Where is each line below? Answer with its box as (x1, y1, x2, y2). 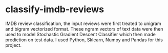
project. (5, 42, 22, 48)
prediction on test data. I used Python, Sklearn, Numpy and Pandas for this (5, 37, 163, 43)
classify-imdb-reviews (5, 4, 104, 15)
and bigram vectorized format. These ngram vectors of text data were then (5, 25, 163, 32)
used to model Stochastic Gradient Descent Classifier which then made (5, 31, 156, 37)
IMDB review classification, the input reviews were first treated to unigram (5, 20, 161, 26)
